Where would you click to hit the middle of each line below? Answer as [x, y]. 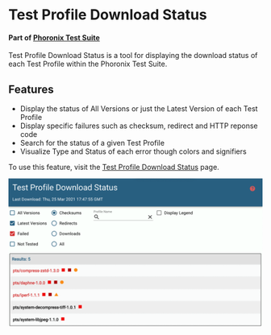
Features [31, 89]
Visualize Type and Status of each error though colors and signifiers [133, 151]
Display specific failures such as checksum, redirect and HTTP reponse [139, 126]
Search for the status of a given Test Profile [92, 143]
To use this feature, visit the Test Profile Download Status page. [114, 167]
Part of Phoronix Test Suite [54, 37]
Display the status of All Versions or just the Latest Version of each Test [139, 109]
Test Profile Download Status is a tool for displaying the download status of [133, 56]
